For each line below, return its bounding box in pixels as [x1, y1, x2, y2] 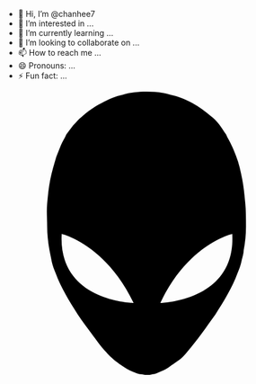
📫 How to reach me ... [17, 48, 102, 58]
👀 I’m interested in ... [17, 18, 94, 29]
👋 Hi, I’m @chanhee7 [17, 9, 96, 19]
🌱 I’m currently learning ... [17, 28, 114, 38]
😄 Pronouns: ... [17, 60, 76, 71]
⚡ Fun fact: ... [17, 70, 67, 81]
